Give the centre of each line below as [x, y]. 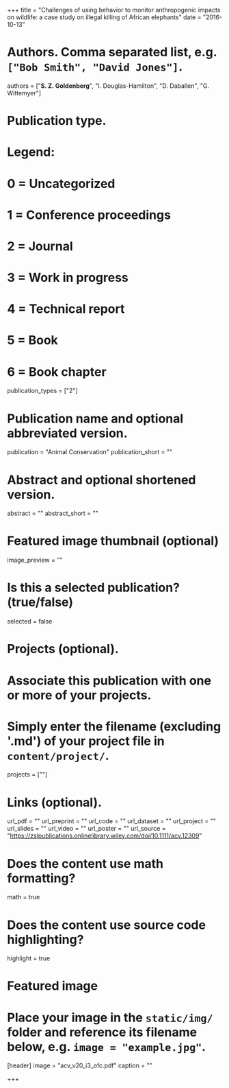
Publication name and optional [95, 418]
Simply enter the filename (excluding [114, 726]
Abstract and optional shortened [102, 480]
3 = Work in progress [68, 278]
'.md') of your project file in [86, 741]
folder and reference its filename [102, 1032]
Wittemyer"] [24, 93]
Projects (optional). [63, 649]
